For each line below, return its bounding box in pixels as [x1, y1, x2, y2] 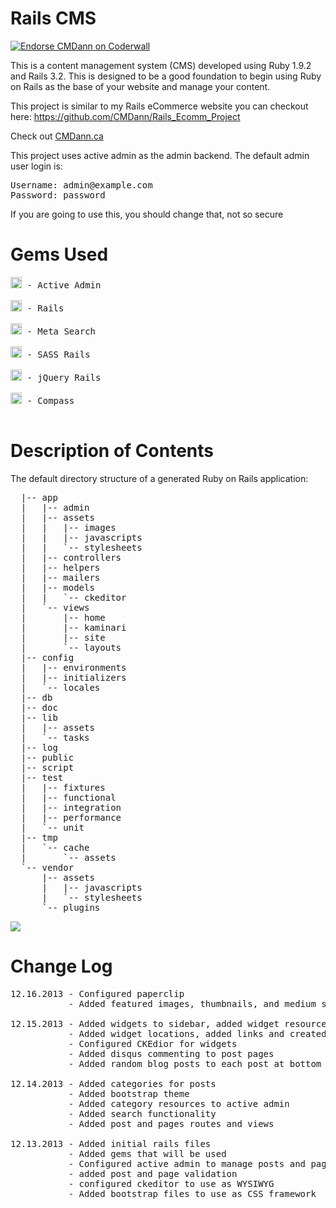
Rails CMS [10, 7, 97, 30]
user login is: [10, 160, 63, 172]
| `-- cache [20, 842, 90, 853]
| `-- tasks [20, 732, 90, 743]
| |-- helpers [20, 562, 101, 573]
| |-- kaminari [20, 622, 127, 633]
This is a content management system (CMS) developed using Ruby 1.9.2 [10, 59, 312, 71]
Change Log [10, 955, 113, 977]
